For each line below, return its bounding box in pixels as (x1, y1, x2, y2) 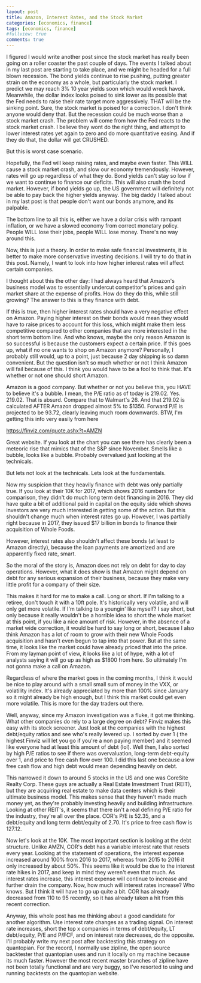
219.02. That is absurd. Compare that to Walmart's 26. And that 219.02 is (6, 396, 185, 403)
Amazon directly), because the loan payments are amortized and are (6, 544, 175, 551)
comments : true (6, 37, 44, 43)
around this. (6, 235, 36, 242)
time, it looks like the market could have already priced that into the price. (6, 644, 187, 650)
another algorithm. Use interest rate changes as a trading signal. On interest (6, 919, 193, 925)
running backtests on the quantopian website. (6, 970, 120, 976)
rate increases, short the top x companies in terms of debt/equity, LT (6, 925, 175, 932)
